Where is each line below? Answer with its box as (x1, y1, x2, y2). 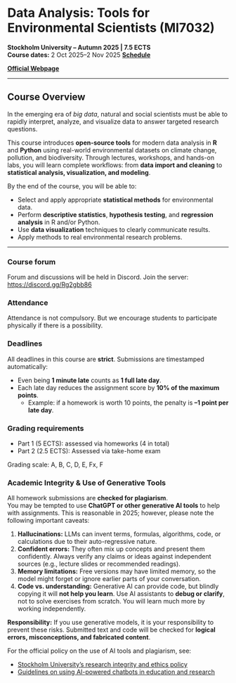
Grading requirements (7, 423, 84, 433)
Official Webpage (7, 64, 60, 72)
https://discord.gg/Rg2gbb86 (7, 280, 93, 289)
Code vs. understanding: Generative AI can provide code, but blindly (17, 582, 219, 591)
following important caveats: (7, 516, 90, 525)
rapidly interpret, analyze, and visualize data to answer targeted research (7, 117, 219, 126)
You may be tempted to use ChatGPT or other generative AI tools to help (7, 501, 220, 510)
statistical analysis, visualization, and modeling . (7, 168, 151, 176)
